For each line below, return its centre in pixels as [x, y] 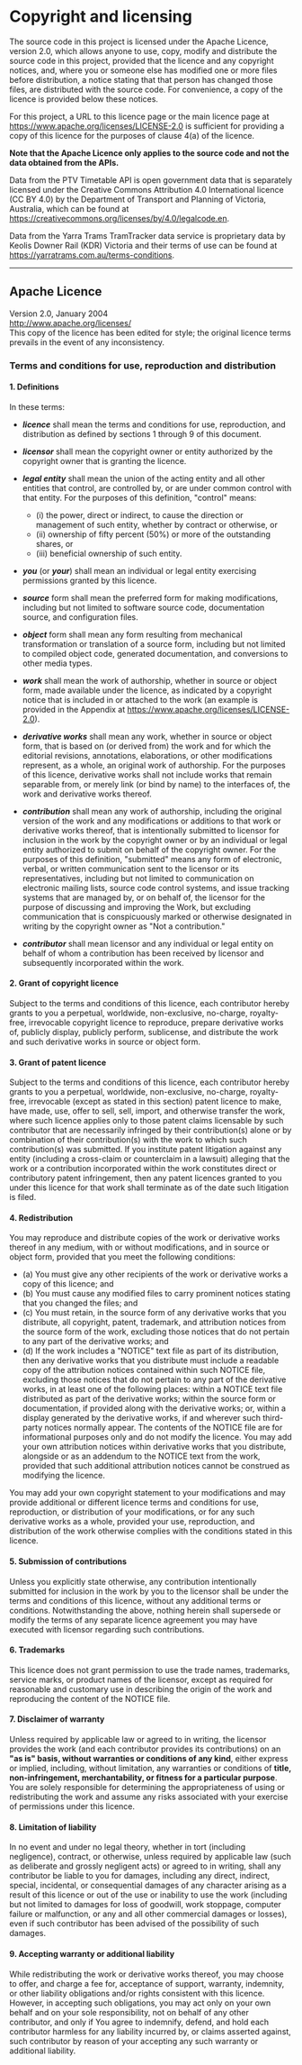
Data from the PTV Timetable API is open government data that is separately [151, 180]
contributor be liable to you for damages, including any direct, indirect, [140, 1876]
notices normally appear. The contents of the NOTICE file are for [164, 1428]
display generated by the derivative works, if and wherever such [141, 1418]
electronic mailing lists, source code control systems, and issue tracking [156, 887]
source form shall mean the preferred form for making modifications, [150, 597]
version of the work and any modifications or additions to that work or [151, 821]
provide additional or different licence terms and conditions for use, [134, 1503]
